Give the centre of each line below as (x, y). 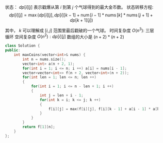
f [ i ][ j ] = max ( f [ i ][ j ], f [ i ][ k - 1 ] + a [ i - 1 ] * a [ (103, 109)
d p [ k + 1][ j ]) (81, 20)
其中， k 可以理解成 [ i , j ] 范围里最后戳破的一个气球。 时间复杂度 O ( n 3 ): (75, 30)
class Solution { (23, 46)
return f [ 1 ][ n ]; (39, 127)
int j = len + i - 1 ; (61, 95)
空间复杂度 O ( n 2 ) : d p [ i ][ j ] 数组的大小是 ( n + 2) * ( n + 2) (69, 36)
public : (13, 50)
